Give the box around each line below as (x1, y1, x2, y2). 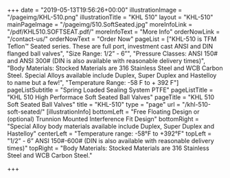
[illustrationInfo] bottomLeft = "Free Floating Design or (46, 107, 200, 116)
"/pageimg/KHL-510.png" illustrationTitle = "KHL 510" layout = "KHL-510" (7, 13, 214, 21)
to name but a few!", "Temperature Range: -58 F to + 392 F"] (7, 79, 179, 86)
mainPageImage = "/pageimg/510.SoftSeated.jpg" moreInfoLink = (7, 21, 193, 28)
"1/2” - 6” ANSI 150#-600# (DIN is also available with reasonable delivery (7, 137, 214, 144)
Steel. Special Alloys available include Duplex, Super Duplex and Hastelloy (7, 71, 217, 79)
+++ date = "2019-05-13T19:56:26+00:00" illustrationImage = (7, 6, 183, 14)
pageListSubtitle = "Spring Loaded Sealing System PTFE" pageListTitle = (7, 86, 214, 94)
